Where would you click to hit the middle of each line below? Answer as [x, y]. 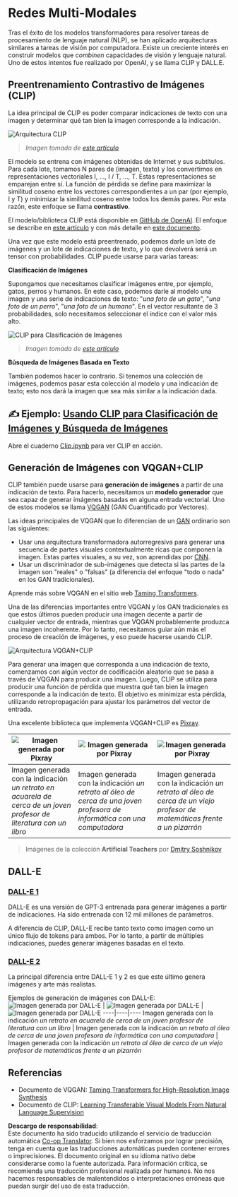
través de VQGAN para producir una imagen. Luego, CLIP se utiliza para [113, 679]
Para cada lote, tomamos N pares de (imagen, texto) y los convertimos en [115, 169]
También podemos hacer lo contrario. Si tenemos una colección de [106, 376]
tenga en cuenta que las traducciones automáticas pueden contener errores [119, 1148]
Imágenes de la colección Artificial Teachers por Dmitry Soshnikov [123, 850]
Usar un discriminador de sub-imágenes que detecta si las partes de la [121, 565]
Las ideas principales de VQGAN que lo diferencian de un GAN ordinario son [119, 521]
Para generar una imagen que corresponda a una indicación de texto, [109, 665]
